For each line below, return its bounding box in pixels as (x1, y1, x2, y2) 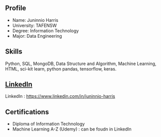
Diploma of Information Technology (12, 121, 85, 127)
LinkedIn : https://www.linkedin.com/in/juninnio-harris (5, 93, 115, 99)
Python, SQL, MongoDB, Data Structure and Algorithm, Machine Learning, (5, 61, 157, 67)
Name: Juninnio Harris (12, 17, 59, 23)
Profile (5, 4, 26, 12)
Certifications (5, 108, 49, 116)
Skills (5, 47, 22, 56)
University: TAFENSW (12, 22, 57, 28)
